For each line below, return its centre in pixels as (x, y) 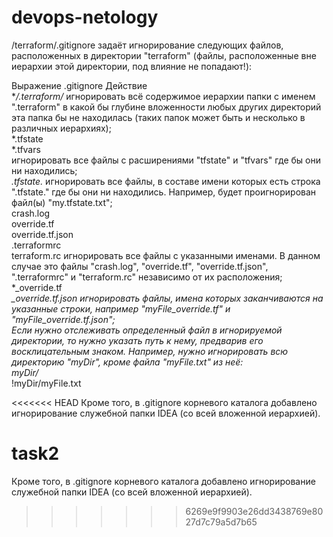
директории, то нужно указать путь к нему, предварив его (137, 340)
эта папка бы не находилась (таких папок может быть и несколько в (158, 117)
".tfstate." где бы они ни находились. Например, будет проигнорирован (164, 192)
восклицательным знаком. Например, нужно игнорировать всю (150, 351)
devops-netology (85, 17)
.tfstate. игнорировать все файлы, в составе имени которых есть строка (166, 181)
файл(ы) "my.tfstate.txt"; (62, 202)
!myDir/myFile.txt (46, 383)
